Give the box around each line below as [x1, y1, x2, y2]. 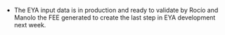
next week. [13, 21, 46, 29]
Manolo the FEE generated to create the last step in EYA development [13, 13, 216, 22]
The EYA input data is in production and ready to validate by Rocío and [13, 6, 219, 14]
